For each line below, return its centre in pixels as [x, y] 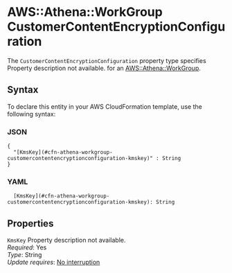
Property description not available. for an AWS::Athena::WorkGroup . [104, 68]
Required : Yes [27, 247]
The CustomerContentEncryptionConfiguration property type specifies [107, 60]
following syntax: [32, 114]
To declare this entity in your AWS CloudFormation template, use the [105, 106]
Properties [30, 223]
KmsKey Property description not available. [66, 240]
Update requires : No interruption [54, 262]
